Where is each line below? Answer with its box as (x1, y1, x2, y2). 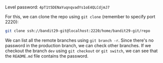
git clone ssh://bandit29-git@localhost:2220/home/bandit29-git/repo (5, 29, 151, 33)
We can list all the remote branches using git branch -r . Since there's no (5, 37, 154, 43)
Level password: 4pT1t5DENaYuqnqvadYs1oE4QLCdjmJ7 (5, 4, 110, 10)
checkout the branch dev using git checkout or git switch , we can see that (5, 48, 158, 54)
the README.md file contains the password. (5, 53, 89, 59)
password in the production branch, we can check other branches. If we (5, 42, 151, 48)
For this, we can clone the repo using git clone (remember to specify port (5, 14, 156, 19)
